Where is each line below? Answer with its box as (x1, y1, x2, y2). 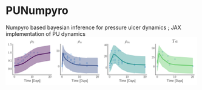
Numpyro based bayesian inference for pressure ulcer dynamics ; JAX (5, 24, 181, 31)
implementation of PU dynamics (5, 30, 86, 37)
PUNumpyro (5, 4, 69, 18)
